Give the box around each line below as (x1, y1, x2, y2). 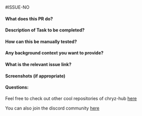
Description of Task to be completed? (5, 27, 85, 33)
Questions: (5, 84, 29, 90)
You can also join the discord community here (5, 105, 100, 111)
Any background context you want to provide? (5, 50, 104, 56)
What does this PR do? (5, 15, 53, 21)
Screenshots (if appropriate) (5, 72, 66, 79)
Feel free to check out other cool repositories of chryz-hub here (5, 95, 137, 101)
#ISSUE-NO (5, 4, 30, 10)
